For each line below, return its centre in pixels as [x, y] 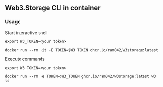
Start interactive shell [26, 32]
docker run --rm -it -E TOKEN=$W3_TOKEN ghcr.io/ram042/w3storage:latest [82, 50]
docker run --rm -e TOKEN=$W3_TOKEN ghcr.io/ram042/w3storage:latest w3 [81, 76]
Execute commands [25, 59]
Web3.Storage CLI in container [53, 8]
